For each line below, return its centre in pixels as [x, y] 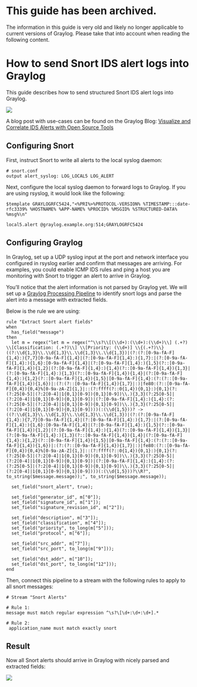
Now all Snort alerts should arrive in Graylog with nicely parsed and [88, 660]
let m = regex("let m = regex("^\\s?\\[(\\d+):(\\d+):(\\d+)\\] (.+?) [100, 342]
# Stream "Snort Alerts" [36, 597]
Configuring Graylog [45, 243]
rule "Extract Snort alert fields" [50, 322]
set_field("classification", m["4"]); [59, 523]
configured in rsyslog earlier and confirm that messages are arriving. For [94, 263]
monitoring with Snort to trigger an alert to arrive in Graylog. [79, 276]
